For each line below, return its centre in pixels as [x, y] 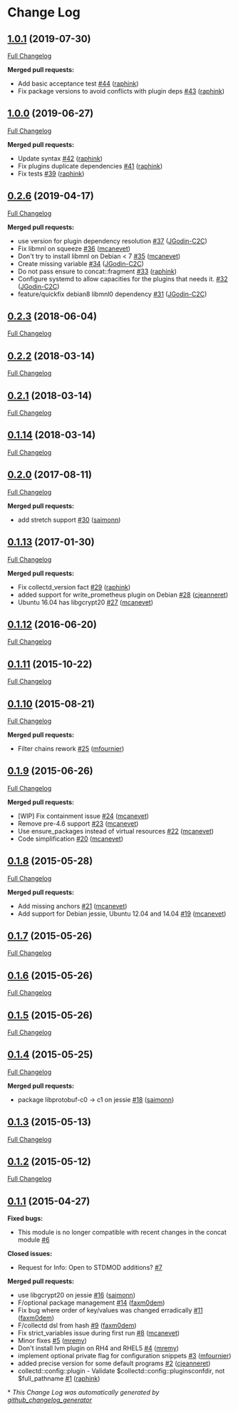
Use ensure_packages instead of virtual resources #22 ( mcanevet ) [116, 831]
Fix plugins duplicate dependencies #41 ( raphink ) [90, 166]
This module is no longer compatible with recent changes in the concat [122, 1233]
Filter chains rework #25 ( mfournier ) [71, 748]
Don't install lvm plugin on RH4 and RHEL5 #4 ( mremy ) [98, 1348]
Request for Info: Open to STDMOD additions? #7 [90, 1268]
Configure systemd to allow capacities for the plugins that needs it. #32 [123, 278]
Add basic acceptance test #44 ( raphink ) [78, 84]
